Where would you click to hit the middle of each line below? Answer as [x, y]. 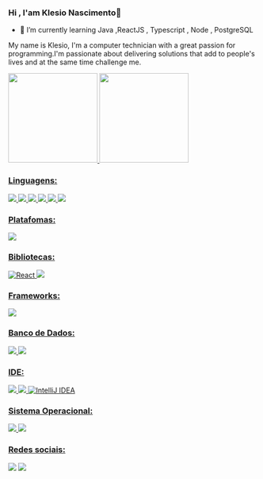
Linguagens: [33, 180]
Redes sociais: [37, 450]
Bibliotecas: [32, 257]
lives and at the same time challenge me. [75, 62]
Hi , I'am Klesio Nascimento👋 [65, 13]
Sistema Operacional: [51, 411]
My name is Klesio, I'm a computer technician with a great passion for [122, 45]
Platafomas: [32, 219]
